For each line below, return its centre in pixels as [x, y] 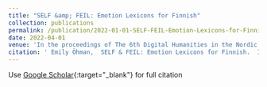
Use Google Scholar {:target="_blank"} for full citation [95, 75]
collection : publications [51, 23]
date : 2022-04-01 [37, 38]
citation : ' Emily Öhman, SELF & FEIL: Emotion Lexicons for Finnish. [129, 52]
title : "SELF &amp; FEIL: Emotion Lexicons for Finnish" [104, 15]
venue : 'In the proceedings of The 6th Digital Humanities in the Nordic [133, 45]
